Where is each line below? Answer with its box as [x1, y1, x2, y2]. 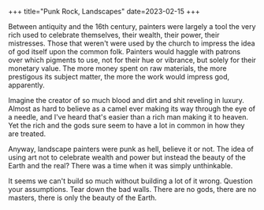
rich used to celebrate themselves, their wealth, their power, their [8, 31, 220, 39]
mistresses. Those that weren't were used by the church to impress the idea [8, 39, 255, 48]
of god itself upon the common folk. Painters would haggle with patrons [8, 47, 241, 56]
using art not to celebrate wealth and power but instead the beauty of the [8, 153, 247, 162]
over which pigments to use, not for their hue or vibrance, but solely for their [8, 55, 256, 64]
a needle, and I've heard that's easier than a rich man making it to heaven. [8, 112, 248, 121]
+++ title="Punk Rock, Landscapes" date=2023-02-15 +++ [8, 7, 200, 16]
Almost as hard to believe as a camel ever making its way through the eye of [8, 104, 256, 113]
